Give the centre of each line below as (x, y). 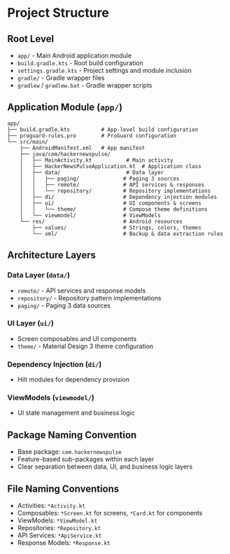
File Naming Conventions (63, 489)
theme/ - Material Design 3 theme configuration (85, 346)
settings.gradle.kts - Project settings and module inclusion (105, 70)
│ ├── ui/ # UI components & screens (110, 203)
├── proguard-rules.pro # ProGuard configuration (92, 136)
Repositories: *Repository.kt (59, 528)
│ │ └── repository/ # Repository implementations (115, 191)
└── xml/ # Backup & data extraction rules (128, 234)
